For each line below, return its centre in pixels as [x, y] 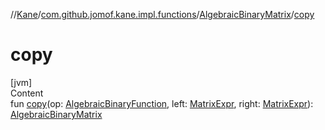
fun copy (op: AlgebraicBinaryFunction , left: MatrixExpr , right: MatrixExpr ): [162, 103]
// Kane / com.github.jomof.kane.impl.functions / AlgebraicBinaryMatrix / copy [162, 14]
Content [27, 93]
